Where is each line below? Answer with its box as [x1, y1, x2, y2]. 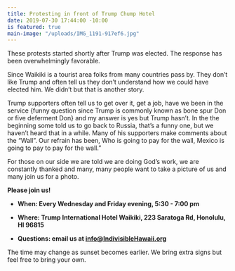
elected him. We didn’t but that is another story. [7, 85, 145, 94]
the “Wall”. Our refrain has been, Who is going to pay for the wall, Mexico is [7, 137, 224, 145]
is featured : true [7, 23, 61, 30]
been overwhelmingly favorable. [7, 57, 100, 65]
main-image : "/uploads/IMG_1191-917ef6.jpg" [7, 30, 140, 37]
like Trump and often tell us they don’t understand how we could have [7, 78, 209, 87]
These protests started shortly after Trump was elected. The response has [7, 49, 222, 58]
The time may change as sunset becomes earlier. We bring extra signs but [7, 248, 222, 257]
